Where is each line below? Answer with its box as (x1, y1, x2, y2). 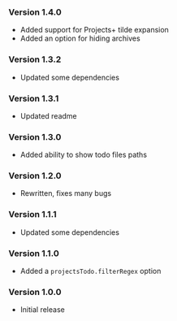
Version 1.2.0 (8, 170, 63, 181)
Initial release (19, 305, 65, 314)
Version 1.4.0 (8, 7, 63, 18)
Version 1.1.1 (8, 209, 57, 220)
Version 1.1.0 (8, 247, 59, 258)
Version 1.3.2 (8, 54, 62, 65)
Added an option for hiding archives (19, 33, 140, 43)
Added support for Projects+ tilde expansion (19, 25, 169, 35)
